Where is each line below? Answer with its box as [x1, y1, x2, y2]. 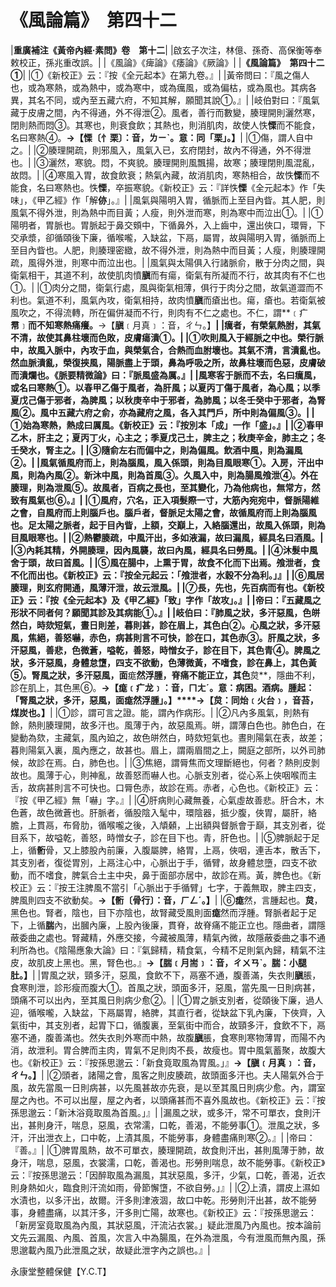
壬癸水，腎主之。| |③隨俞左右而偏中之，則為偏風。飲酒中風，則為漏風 [10, 444, 303, 456]
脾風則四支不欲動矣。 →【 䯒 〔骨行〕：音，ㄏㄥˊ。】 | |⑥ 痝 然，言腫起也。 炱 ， [10, 894, 323, 906]
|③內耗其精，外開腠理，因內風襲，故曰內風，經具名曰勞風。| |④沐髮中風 [10, 544, 318, 556]
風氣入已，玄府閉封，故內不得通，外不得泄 [135, 144, 312, 156]
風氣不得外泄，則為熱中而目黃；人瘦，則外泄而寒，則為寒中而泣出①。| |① [10, 206, 324, 218]
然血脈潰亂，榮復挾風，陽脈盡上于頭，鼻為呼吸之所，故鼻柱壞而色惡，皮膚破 [10, 356, 326, 368]
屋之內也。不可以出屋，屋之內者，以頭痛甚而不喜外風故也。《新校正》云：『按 [10, 1094, 326, 1106]
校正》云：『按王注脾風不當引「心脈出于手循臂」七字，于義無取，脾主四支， [10, 881, 322, 893]
